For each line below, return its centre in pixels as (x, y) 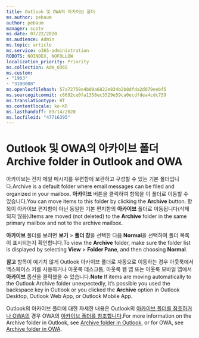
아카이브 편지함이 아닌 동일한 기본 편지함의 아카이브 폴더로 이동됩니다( (98, 209)
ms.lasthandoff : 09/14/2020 (41, 112)
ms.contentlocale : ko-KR (37, 106)
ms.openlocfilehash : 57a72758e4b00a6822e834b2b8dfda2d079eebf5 (86, 90)
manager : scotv (25, 28)
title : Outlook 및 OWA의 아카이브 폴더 (51, 12)
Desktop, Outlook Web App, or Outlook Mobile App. (69, 296)
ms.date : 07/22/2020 (32, 34)
